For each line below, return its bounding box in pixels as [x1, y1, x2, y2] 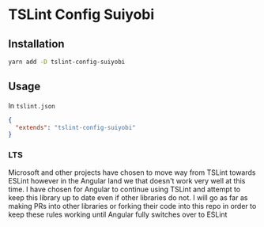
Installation [8, 37, 65, 51]
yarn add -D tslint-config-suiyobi [8, 58, 126, 66]
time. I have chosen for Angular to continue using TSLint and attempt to [8, 184, 241, 194]
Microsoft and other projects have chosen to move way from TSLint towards [8, 168, 256, 177]
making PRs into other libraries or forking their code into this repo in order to [8, 201, 257, 210]
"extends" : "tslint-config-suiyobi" [15, 123, 136, 131]
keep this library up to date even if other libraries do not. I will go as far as [8, 192, 248, 202]
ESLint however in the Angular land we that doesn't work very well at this [8, 176, 246, 185]
